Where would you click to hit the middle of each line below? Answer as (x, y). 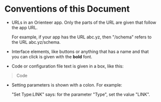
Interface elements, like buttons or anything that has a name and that (80, 51)
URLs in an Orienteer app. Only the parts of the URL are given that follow (84, 22)
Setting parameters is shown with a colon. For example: (67, 85)
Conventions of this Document (67, 9)
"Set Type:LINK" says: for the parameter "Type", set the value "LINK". (81, 94)
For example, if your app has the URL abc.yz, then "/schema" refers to (81, 37)
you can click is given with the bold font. (52, 56)
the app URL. (25, 27)
